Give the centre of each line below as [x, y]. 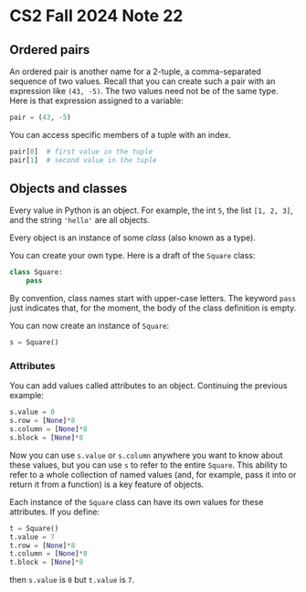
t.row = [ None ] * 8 [42, 545]
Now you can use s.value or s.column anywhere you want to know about [146, 455]
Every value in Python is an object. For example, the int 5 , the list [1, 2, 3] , [152, 210]
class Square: [37, 272]
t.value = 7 [32, 537]
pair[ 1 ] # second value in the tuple [83, 160]
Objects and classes [69, 189]
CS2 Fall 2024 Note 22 [96, 16]
